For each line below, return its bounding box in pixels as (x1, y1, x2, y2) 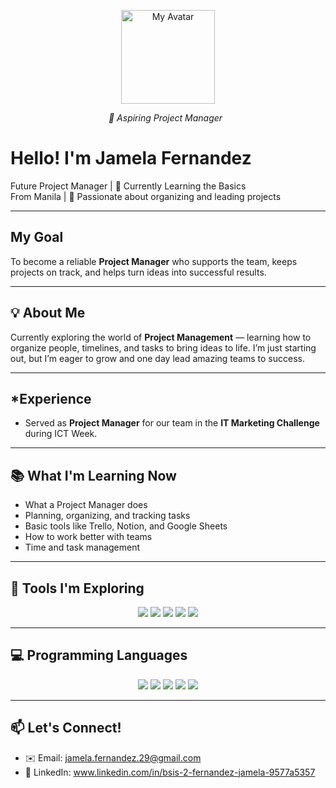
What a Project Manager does (24, 499, 148, 511)
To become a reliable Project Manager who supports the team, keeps (10, 255, 298, 267)
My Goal (10, 229, 64, 246)
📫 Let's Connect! (10, 720, 122, 737)
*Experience (10, 390, 92, 407)
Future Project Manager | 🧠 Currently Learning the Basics (10, 180, 247, 192)
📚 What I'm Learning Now (10, 467, 177, 484)
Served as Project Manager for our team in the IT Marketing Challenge (24, 417, 320, 429)
